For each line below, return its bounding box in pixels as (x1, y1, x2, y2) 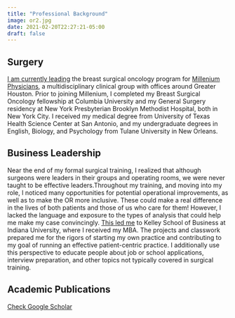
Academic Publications (7, 284, 111, 295)
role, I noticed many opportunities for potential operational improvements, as (7, 188, 229, 197)
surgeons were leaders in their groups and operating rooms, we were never (7, 173, 226, 182)
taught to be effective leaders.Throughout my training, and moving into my (7, 181, 222, 189)
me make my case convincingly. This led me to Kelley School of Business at (7, 218, 226, 227)
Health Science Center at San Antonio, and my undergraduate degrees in (7, 120, 219, 128)
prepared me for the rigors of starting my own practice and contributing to (7, 233, 222, 241)
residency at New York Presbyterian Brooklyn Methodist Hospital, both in (7, 105, 218, 113)
